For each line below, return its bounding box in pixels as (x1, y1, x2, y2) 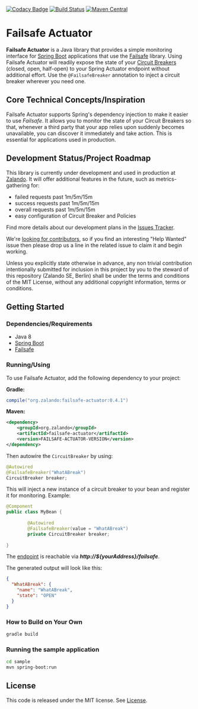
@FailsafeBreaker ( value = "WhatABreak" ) (27, 525, 129, 532)
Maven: (6, 408, 25, 415)
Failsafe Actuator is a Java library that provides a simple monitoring (6, 46, 173, 53)
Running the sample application (6, 645, 100, 654)
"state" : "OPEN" (17, 592, 58, 599)
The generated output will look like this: (6, 564, 103, 572)
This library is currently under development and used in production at (6, 169, 176, 176)
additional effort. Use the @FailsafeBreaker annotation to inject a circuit (6, 71, 180, 79)
